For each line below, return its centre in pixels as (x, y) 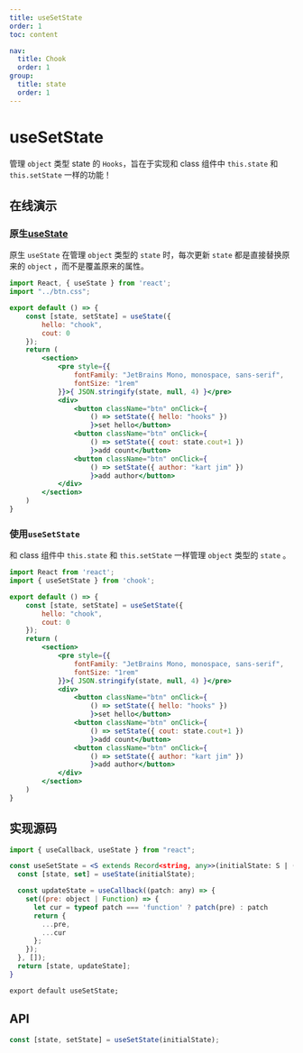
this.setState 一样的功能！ (61, 174)
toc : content (34, 34)
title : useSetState (46, 18)
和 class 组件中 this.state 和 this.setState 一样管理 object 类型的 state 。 (150, 555)
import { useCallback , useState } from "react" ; (102, 850)
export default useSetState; (64, 991)
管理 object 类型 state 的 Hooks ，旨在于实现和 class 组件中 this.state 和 (144, 163)
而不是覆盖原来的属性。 (105, 266)
